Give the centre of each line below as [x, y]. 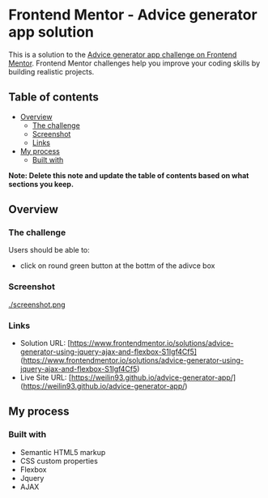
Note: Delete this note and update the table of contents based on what [129, 175]
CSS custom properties [59, 461]
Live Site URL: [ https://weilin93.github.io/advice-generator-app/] [128, 377]
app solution [51, 32]
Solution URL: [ [45, 343]
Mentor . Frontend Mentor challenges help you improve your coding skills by [134, 63]
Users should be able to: [49, 250]
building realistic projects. [51, 71]
